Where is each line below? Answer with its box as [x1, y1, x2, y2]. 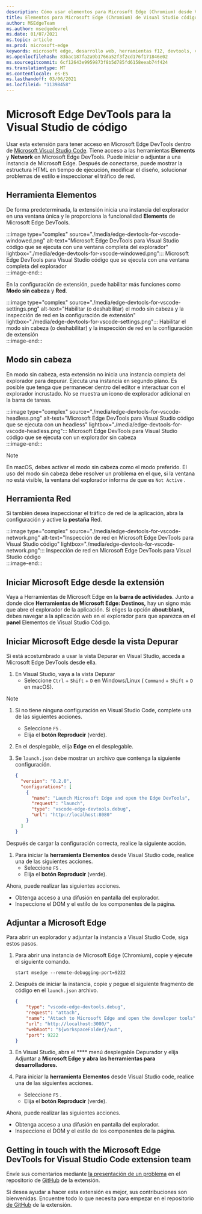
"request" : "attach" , [26, 1010, 80, 1016]
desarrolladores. [14, 1061, 58, 1069]
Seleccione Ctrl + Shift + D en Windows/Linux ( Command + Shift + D [23, 677, 194, 684]
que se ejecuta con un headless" [6, 420, 88, 428]
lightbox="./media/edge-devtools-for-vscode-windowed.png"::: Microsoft [6, 250, 189, 257]
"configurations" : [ [20, 783, 72, 790]
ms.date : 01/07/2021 [6, 31, 58, 37]
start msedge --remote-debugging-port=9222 [14, 970, 126, 976]
